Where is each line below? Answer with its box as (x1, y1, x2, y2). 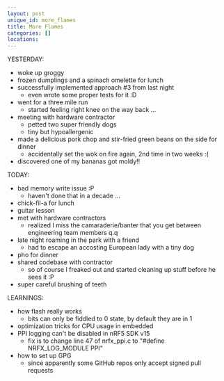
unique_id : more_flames (7, 17, 77, 24)
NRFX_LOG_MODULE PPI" (27, 344, 103, 352)
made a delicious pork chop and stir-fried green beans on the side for (17, 135, 218, 143)
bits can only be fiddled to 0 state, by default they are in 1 (27, 314, 193, 323)
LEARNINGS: (7, 293, 44, 302)
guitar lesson (17, 206, 55, 215)
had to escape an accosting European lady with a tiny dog (27, 243, 195, 252)
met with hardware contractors (17, 213, 106, 222)
